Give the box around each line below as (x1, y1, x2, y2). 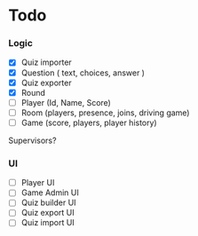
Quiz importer (20, 57, 72, 67)
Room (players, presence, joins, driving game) (20, 107, 190, 118)
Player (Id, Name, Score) (20, 97, 112, 107)
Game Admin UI (20, 187, 79, 198)
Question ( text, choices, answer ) (20, 67, 146, 78)
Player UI (20, 177, 55, 188)
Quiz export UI (20, 208, 75, 218)
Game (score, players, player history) (20, 117, 157, 128)
